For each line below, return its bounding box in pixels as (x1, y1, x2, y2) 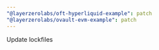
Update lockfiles (6, 35, 53, 43)
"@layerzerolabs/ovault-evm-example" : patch (6, 16, 137, 23)
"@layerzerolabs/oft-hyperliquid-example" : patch (6, 10, 153, 17)
